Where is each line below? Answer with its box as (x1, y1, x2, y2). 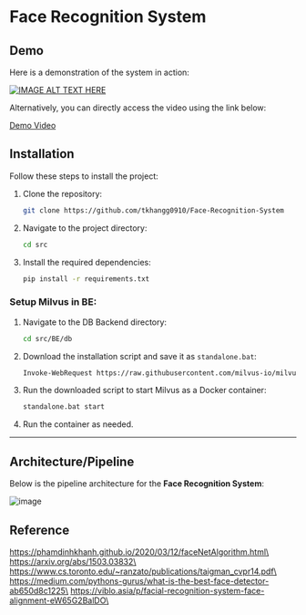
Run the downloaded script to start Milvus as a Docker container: (22, 385, 267, 396)
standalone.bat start (22, 402, 105, 412)
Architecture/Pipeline (9, 453, 135, 469)
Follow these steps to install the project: (9, 171, 159, 182)
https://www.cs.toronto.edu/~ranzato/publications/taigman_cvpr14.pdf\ (9, 566, 278, 577)
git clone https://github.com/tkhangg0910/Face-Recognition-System (22, 205, 284, 215)
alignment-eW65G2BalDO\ (9, 595, 109, 606)
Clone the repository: (22, 188, 103, 199)
